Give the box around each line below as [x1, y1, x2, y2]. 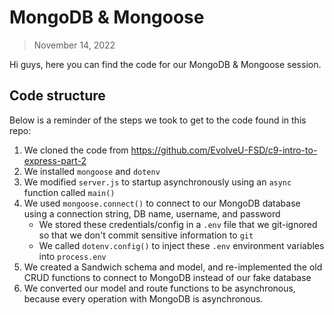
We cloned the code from [23, 144, 129, 156]
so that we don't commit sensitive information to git [38, 229, 254, 241]
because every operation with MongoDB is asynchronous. [23, 292, 264, 305]
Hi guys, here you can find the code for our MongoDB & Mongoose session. [9, 58, 322, 70]
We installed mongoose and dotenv [23, 165, 161, 177]
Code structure [9, 87, 106, 105]
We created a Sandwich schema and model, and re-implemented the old [23, 261, 323, 273]
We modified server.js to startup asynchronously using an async [23, 176, 292, 188]
